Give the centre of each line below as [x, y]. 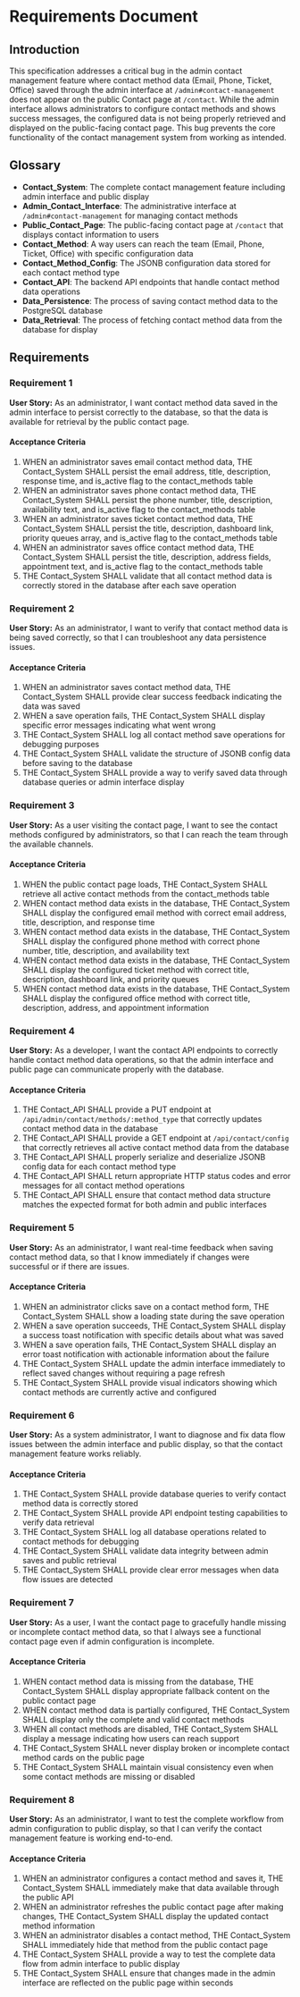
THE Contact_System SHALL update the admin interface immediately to [154, 1363]
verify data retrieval [58, 1522]
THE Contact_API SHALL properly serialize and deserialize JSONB [144, 1157]
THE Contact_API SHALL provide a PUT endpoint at [117, 1109]
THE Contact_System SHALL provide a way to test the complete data [149, 1954]
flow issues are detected [67, 1580]
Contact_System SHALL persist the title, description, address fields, [146, 557]
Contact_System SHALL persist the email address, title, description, [146, 471]
